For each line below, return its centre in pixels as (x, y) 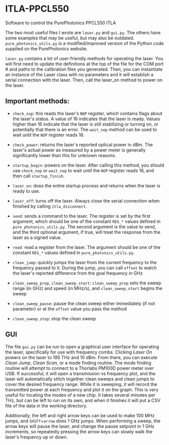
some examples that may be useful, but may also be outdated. (70, 38)
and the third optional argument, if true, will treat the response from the (86, 232)
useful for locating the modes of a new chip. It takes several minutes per (80, 395)
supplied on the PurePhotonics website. (47, 48)
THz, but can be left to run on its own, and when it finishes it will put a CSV (83, 400)
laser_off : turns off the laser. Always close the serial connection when (86, 201)
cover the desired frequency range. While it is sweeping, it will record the (81, 384)
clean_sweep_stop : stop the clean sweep (54, 318)
